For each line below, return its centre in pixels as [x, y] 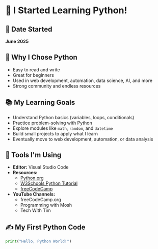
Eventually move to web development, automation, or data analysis [83, 139]
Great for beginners [33, 75]
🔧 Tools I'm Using [33, 155]
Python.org [32, 178]
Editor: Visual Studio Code [41, 167]
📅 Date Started [29, 29]
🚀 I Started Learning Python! [66, 10]
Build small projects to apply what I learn [55, 133]
